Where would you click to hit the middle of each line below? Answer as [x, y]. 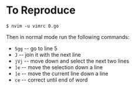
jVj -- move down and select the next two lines [72, 61]
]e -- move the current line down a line [61, 73]
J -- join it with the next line [48, 54]
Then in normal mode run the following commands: [68, 37]
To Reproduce [41, 10]
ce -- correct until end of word [51, 80]
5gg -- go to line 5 [36, 48]
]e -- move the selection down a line [58, 67]
